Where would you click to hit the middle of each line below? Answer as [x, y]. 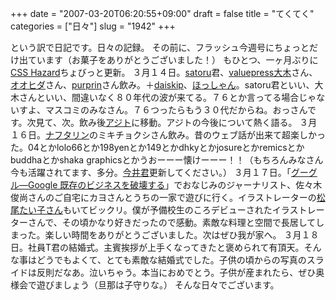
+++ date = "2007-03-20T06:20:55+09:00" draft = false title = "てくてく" [162, 13]
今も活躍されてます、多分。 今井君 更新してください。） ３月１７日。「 [151, 172]
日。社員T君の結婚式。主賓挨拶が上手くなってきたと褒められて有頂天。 [157, 247]
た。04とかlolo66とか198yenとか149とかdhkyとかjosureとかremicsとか [157, 147]
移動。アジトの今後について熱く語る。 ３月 [228, 122]
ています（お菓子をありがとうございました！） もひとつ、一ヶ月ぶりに [173, 60]
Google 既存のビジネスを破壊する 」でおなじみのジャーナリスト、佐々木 [175, 185]
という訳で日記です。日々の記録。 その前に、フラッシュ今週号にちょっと [160, 47]
